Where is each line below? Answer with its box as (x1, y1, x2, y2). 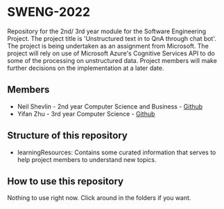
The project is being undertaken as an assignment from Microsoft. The (7, 42, 209, 50)
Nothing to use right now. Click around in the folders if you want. (7, 194, 191, 202)
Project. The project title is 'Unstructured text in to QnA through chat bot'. (7, 34, 217, 42)
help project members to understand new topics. (17, 155, 157, 163)
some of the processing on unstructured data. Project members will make (7, 56, 217, 64)
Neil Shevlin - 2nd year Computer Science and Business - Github (17, 102, 203, 111)
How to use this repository (7, 175, 124, 187)
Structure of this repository (7, 129, 128, 142)
